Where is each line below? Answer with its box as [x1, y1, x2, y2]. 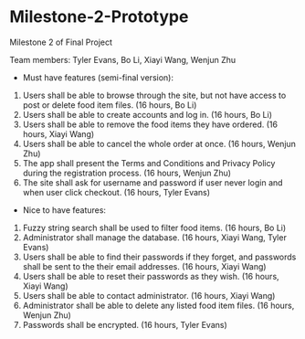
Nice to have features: [22, 204, 107, 216]
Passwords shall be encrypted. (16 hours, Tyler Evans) [22, 319, 228, 330]
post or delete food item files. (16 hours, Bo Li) [22, 99, 197, 111]
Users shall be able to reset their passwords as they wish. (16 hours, [22, 270, 280, 281]
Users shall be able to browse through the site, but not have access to [22, 90, 287, 101]
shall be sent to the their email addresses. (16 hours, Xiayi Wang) [22, 260, 267, 271]
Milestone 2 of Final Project [9, 37, 112, 48]
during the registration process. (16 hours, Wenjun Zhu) [22, 167, 231, 178]
